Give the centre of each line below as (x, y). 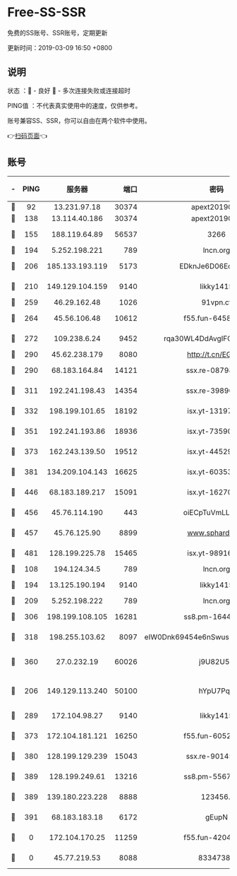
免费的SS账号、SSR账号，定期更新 (57, 32)
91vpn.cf (217, 302)
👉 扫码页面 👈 (28, 136)
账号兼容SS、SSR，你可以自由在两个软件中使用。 (79, 120)
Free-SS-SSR (47, 12)
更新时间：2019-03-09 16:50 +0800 (60, 47)
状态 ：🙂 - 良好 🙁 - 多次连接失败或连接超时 (69, 90)
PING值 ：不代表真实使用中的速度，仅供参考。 (74, 105)
